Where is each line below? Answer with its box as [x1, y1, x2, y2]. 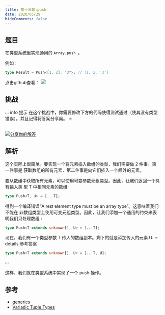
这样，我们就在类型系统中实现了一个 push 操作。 [5, 270, 104, 276]
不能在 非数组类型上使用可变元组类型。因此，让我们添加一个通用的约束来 [5, 209, 153, 215]
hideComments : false [5, 16, 48, 21]
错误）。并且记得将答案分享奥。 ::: [5, 115, 73, 121]
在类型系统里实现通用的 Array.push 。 [5, 50, 82, 56]
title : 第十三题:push [5, 7, 47, 12]
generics [12, 299, 30, 305]
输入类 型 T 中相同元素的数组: [9, 184, 69, 189]
